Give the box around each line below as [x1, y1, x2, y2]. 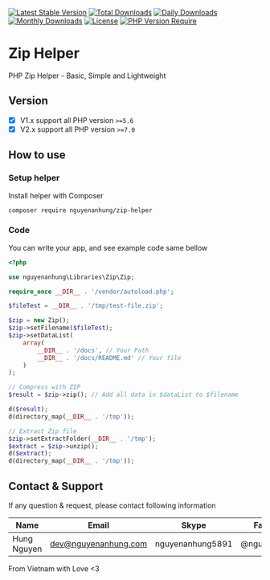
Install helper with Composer [8, 190, 104, 200]
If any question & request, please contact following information [8, 500, 216, 510]
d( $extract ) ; [8, 450, 52, 458]
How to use [8, 149, 66, 162]
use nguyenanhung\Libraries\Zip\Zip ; [8, 273, 135, 281]
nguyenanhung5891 [154, 538, 233, 549]
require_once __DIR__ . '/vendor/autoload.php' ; [8, 288, 174, 296]
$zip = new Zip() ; [8, 317, 70, 325]
